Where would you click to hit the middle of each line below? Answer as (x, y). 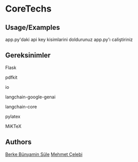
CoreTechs (28, 9)
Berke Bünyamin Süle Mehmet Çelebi (44, 154)
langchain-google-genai (30, 97)
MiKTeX (13, 126)
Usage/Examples (33, 28)
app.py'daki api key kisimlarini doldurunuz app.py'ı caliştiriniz (69, 39)
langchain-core (21, 106)
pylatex (13, 116)
